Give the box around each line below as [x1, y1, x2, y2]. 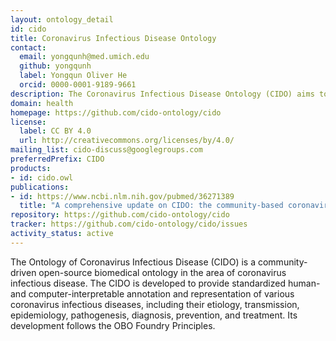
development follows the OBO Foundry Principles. [10, 319, 216, 331]
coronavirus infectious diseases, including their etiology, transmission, [10, 298, 300, 310]
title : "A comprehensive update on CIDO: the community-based [19, 201, 284, 211]
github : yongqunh [19, 61, 92, 71]
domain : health [10, 98, 74, 108]
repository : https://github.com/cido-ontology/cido [10, 210, 230, 220]
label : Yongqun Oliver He [19, 71, 128, 81]
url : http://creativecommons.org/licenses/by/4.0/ [19, 136, 235, 146]
